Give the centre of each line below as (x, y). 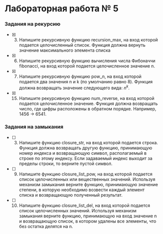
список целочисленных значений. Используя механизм (78, 211)
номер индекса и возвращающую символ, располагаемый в (83, 153)
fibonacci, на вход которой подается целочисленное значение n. (87, 66)
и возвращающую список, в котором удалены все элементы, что (88, 221)
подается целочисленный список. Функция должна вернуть (82, 45)
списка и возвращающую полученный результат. (71, 195)
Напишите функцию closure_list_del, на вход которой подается (84, 205)
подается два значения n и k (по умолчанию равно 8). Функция (86, 82)
